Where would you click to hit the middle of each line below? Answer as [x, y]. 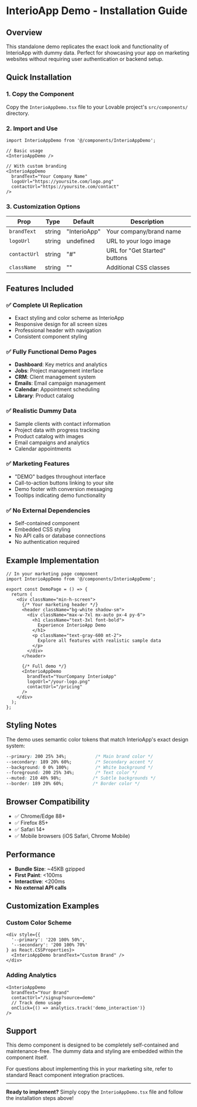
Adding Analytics [31, 975]
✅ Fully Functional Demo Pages [51, 351]
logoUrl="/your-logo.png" [59, 682]
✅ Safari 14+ [30, 829]
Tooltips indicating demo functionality [60, 495]
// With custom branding [36, 166]
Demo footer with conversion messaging [64, 489]
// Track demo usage [36, 1003]
